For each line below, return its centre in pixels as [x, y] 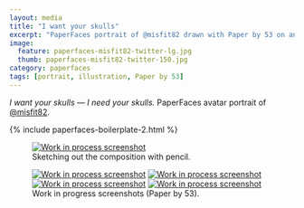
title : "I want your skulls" [64, 26]
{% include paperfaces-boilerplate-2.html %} [94, 129]
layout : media [36, 18]
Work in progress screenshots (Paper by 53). [116, 193]
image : [22, 43]
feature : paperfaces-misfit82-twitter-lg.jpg [105, 52]
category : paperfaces [50, 69]
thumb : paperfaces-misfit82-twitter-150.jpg [103, 60]
